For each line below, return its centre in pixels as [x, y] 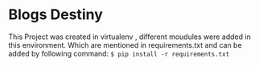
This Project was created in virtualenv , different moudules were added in [129, 37]
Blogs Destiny [55, 15]
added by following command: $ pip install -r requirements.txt [119, 53]
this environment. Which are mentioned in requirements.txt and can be [125, 45]
